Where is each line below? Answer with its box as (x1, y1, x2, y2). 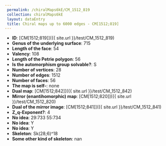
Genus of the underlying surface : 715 (11, 40, 91, 46)
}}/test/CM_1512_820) (11, 98, 56, 105)
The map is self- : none (11, 83, 59, 89)
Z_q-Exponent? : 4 (11, 109, 50, 115)
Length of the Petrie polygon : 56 (11, 56, 81, 62)
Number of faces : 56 (11, 77, 56, 83)
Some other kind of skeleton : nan (11, 136, 82, 142)
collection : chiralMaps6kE (6, 12, 63, 17)
